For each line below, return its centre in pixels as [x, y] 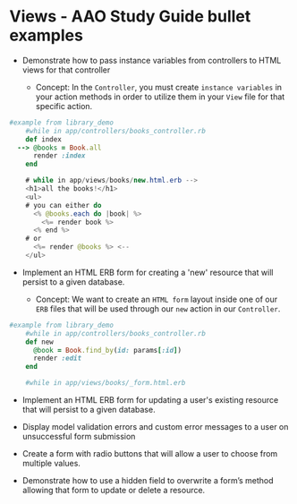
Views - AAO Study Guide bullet [130, 17]
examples [46, 35]
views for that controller [66, 70]
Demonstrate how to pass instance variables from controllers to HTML [152, 60]
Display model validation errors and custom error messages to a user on [155, 427]
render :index [59, 156]
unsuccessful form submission [79, 437]
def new [39, 342]
